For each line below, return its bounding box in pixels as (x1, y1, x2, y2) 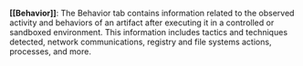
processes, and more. (9, 46, 92, 57)
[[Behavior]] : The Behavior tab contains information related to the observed (9, 8, 295, 18)
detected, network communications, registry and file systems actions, (9, 36, 272, 47)
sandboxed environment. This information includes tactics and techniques (9, 27, 288, 37)
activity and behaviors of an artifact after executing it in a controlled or (9, 17, 275, 28)
